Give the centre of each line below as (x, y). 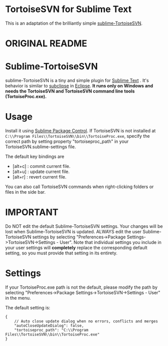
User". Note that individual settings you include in (111, 242)
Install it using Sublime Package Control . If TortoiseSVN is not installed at (80, 131)
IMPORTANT (32, 212)
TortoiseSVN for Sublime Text (68, 9)
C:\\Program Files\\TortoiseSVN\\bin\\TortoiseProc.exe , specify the (77, 136)
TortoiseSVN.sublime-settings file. (41, 147)
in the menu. (18, 298)
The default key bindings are (35, 156)
